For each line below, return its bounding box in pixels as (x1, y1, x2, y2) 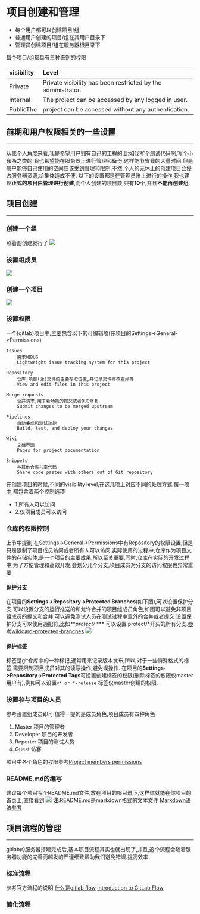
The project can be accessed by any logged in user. (42, 95, 187, 104)
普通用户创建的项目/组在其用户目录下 (14, 33, 106, 41)
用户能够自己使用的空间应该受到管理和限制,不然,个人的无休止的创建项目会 (6, 165, 187, 172)
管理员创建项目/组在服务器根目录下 (14, 41, 101, 48)
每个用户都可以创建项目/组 (14, 26, 80, 33)
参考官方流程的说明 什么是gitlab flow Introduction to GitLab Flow (6, 884, 164, 891)
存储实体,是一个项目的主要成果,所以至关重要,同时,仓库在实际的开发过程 (16, 554, 190, 561)
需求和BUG (17, 354, 39, 360)
